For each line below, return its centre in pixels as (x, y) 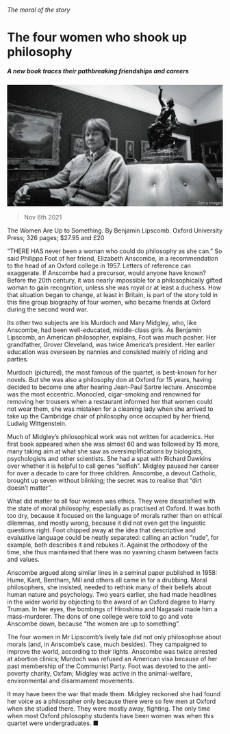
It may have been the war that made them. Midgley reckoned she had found (114, 694)
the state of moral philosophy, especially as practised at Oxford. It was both (114, 508)
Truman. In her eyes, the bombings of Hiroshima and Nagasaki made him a (112, 609)
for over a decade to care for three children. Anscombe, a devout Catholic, (112, 473)
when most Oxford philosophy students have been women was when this (111, 716)
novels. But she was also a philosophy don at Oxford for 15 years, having (110, 380)
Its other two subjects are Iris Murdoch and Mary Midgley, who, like (102, 323)
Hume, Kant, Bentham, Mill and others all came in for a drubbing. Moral (107, 580)
